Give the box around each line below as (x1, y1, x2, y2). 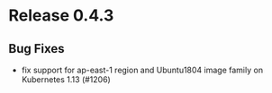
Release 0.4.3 (8, 5, 114, 26)
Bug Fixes (8, 41, 65, 56)
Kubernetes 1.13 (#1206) (21, 74, 112, 85)
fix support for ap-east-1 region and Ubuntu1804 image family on (21, 64, 263, 75)
